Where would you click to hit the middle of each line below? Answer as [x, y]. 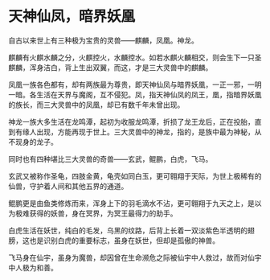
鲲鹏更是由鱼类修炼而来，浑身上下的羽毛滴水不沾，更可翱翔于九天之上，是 [131, 203]
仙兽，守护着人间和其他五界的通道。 [68, 186]
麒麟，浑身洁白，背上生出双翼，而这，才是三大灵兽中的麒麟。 [110, 67]
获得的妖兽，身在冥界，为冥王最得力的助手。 [103, 213]
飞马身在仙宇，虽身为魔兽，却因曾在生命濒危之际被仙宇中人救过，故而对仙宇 [135, 257]
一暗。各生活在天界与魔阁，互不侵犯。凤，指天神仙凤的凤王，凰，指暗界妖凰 [135, 94]
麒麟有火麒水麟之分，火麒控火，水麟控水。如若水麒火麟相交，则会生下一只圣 [135, 57]
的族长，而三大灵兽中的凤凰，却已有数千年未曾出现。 [96, 105]
